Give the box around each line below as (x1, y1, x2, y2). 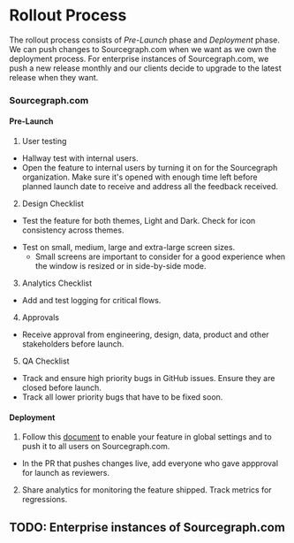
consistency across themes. (21, 225, 124, 235)
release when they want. (9, 72, 99, 82)
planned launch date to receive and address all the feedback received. (21, 181, 279, 192)
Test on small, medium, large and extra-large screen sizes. (21, 242, 236, 253)
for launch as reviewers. (21, 468, 110, 478)
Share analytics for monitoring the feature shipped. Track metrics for (21, 485, 272, 495)
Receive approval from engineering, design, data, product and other (21, 329, 269, 340)
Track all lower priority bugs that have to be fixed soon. (21, 392, 223, 402)
